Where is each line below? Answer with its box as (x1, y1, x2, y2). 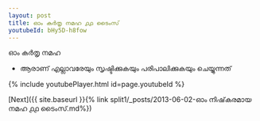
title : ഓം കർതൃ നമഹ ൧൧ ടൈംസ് (8, 19, 119, 27)
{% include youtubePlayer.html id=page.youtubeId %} (8, 80, 185, 89)
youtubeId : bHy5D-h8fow (8, 26, 87, 34)
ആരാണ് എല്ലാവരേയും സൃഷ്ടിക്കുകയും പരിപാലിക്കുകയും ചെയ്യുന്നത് (19, 64, 232, 74)
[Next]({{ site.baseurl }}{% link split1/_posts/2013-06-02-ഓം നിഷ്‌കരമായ (8, 95, 252, 104)
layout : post (8, 11, 52, 20)
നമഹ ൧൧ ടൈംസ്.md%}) (8, 104, 92, 113)
